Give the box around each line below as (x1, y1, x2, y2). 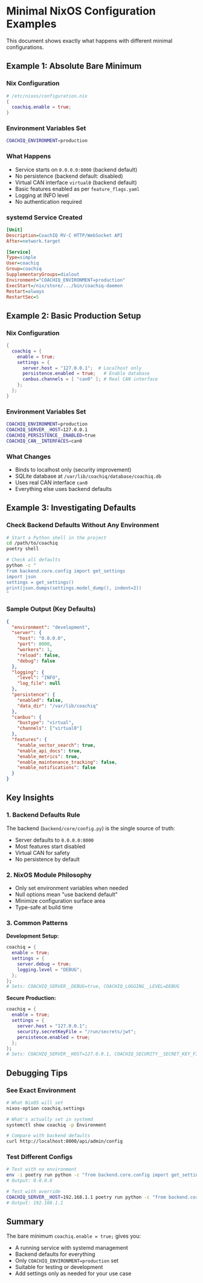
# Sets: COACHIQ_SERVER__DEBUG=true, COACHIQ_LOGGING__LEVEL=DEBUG (6, 984, 180, 990)
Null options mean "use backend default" (14, 891, 118, 898)
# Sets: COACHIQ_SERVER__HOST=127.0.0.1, (6, 1051, 112, 1057)
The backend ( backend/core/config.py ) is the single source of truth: (6, 824, 175, 832)
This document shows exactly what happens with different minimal (6, 37, 173, 44)
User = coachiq (6, 260, 39, 267)
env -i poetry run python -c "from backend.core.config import (6, 1172, 169, 1178)
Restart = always (6, 288, 45, 294)
